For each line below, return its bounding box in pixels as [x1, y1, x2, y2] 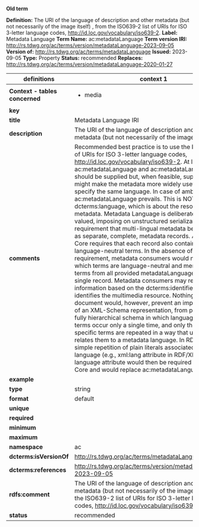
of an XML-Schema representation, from [74, 306, 188, 314]
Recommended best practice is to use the [74, 143, 191, 151]
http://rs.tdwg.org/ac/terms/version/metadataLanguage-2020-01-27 [6, 61, 173, 68]
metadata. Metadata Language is [74, 210, 166, 217]
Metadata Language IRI [74, 116, 139, 124]
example [9, 375, 34, 383]
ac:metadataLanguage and [74, 165, 149, 173]
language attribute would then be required [74, 358, 192, 366]
